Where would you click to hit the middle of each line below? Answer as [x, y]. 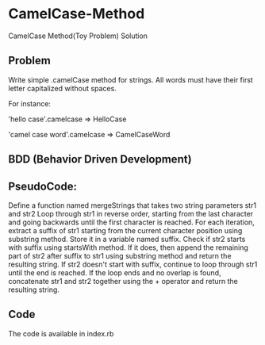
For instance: [30, 103]
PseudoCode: [43, 186]
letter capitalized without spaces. [62, 88]
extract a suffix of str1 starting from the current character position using [125, 230]
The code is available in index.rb [61, 333]
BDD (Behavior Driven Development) [100, 159]
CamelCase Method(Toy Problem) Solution [78, 36]
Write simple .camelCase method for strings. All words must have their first [131, 79]
